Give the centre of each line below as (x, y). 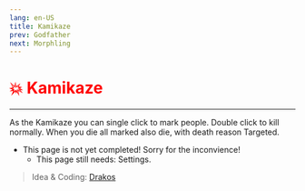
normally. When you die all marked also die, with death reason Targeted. (144, 132)
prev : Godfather (40, 35)
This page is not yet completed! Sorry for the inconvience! (131, 150)
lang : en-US (32, 18)
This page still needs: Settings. (93, 159)
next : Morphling (40, 43)
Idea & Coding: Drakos (74, 177)
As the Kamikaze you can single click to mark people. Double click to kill (144, 123)
